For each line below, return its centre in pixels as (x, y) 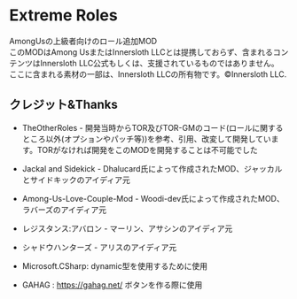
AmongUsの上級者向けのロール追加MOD (83, 41)
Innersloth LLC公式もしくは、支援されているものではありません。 (159, 63)
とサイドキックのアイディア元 (76, 180)
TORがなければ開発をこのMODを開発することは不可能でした (148, 149)
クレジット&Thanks (63, 105)
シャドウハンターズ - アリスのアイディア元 (99, 247)
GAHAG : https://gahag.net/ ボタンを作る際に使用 (112, 285)
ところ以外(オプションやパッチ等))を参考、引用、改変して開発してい (147, 139)
